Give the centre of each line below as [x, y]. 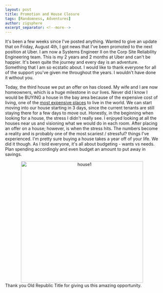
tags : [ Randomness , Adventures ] [38, 18]
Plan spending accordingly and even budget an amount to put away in [75, 149]
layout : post [18, 9]
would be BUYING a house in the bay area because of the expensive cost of [81, 97]
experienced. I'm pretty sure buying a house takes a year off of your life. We [82, 139]
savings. [13, 154]
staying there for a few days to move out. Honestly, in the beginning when [79, 113]
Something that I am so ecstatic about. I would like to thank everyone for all [81, 67]
